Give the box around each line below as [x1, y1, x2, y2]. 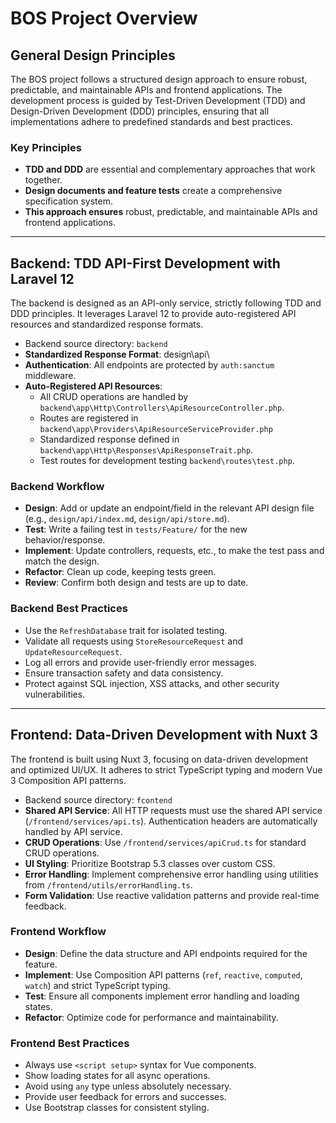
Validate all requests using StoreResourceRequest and [24, 635, 244, 647]
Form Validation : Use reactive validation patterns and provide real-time [24, 889, 320, 901]
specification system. [24, 195, 114, 207]
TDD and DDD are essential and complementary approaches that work [24, 163, 316, 176]
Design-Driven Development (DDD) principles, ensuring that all [10, 105, 270, 117]
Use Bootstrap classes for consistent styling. [24, 1102, 210, 1114]
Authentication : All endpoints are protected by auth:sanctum [24, 359, 275, 371]
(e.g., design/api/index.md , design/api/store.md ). [24, 513, 230, 525]
